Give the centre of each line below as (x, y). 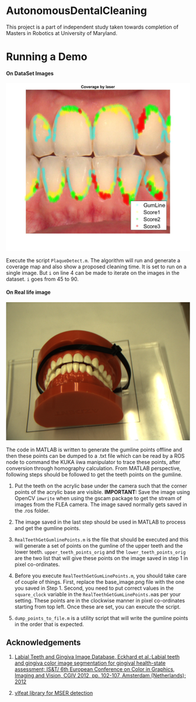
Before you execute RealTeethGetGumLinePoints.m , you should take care (100, 575)
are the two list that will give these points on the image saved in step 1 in (101, 558)
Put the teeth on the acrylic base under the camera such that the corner (101, 486)
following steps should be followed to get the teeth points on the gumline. (94, 474)
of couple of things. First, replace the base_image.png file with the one (99, 582)
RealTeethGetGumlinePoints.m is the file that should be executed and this (101, 540)
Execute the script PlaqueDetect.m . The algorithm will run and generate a (93, 260)
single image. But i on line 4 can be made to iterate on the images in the (93, 272)
